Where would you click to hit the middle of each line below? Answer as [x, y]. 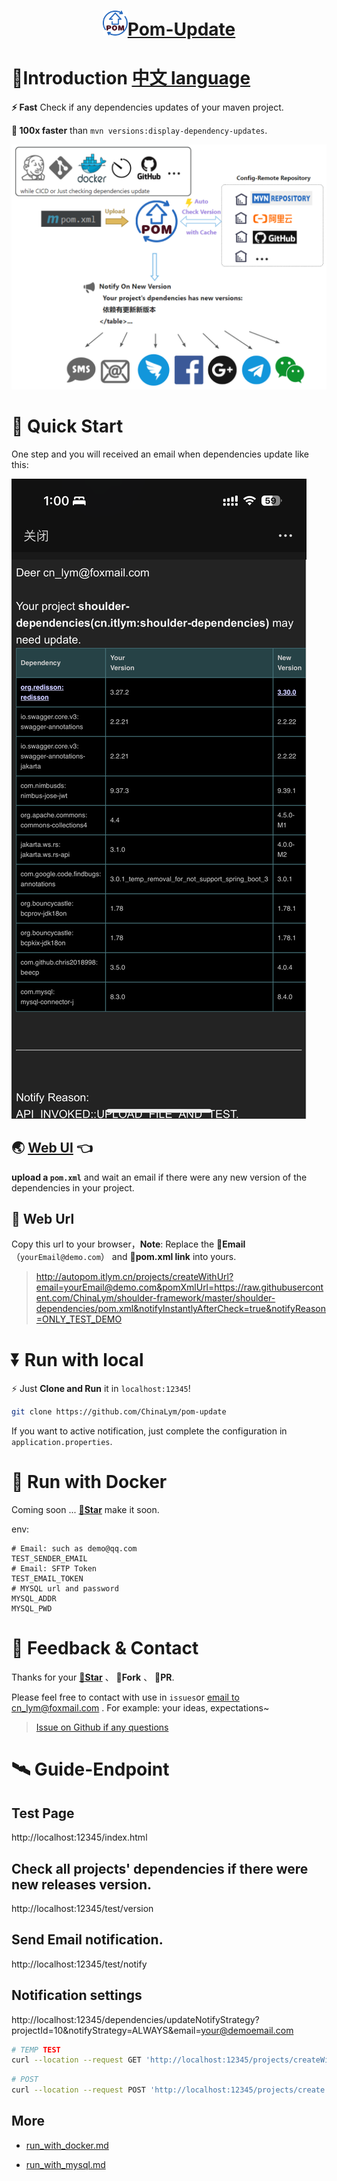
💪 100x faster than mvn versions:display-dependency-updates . [139, 131]
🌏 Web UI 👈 [52, 1148]
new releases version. [81, 1884]
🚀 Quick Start [67, 426]
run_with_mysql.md [65, 2164]
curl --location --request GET [76, 2060]
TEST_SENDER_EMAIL [49, 1559]
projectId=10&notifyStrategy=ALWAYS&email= [106, 2030]
